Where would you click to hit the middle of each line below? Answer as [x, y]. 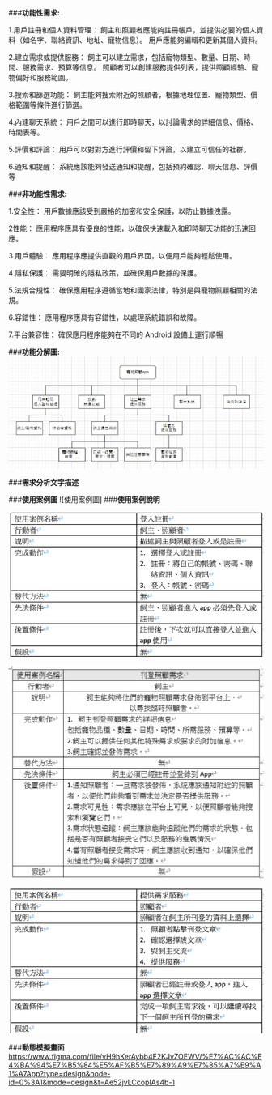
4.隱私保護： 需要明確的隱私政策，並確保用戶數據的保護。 [105, 273]
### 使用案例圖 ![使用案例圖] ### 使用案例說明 [84, 499]
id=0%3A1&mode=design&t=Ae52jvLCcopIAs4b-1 [92, 1082]
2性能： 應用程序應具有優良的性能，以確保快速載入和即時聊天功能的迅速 [129, 228]
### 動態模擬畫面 [36, 1047]
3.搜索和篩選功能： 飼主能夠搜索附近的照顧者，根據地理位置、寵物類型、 [130, 95]
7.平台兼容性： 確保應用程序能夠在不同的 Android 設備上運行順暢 [116, 334]
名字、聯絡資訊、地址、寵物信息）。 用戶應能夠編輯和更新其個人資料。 [146, 40]
